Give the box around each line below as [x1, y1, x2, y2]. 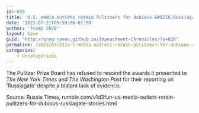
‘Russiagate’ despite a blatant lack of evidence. [6, 81, 121, 89]
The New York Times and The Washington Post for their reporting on [6, 76, 174, 83]
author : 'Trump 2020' [6, 25, 60, 32]
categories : [6, 48, 36, 54]
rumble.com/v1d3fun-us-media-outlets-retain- [62, 93, 176, 101]
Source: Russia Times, [6, 93, 61, 101]
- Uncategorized [17, 53, 57, 59]
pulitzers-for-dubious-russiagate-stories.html [6, 99, 117, 107]
